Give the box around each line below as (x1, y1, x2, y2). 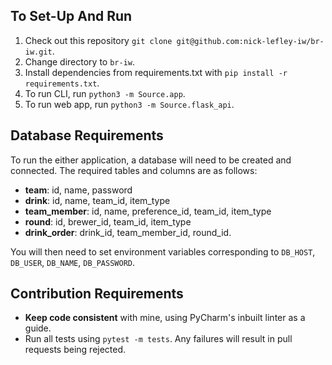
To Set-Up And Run (10, 8, 133, 25)
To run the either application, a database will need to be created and (10, 154, 292, 166)
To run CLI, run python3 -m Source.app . (24, 87, 186, 99)
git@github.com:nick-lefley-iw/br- (176, 36, 325, 46)
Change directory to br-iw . (24, 55, 136, 68)
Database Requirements (10, 127, 164, 144)
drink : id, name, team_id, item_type (24, 194, 171, 206)
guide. (24, 322, 52, 334)
